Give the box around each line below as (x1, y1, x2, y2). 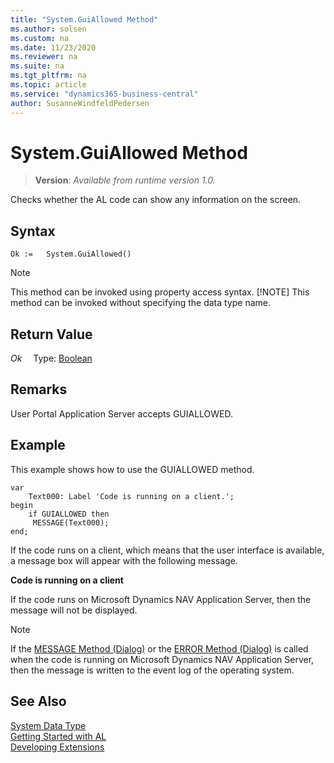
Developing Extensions (10, 741, 105, 753)
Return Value (10, 326, 93, 343)
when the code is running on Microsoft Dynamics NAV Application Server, (10, 653, 315, 665)
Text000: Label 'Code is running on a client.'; (28, 491, 235, 501)
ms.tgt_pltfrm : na (10, 71, 87, 81)
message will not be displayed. (10, 604, 138, 616)
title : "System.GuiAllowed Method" (10, 14, 159, 25)
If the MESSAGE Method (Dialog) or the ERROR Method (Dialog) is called (10, 642, 309, 655)
